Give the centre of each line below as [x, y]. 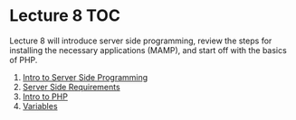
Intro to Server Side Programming [85, 77]
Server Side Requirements [71, 87]
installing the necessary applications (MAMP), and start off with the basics [148, 50]
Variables [40, 106]
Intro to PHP [45, 97]
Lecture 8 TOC [65, 16]
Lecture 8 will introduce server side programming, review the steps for [141, 41]
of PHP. [24, 60]
